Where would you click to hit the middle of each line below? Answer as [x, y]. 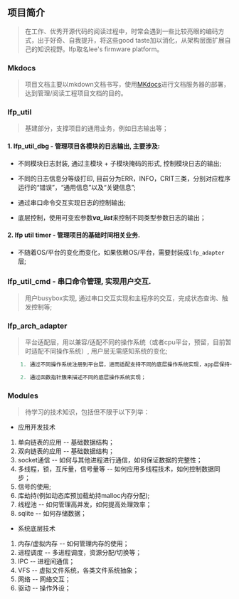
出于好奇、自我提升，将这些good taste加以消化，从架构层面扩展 [131, 40]
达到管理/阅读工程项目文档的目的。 [76, 93]
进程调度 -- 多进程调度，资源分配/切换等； [80, 553]
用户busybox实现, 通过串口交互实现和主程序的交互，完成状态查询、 [123, 298]
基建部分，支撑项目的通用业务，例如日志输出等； [96, 128]
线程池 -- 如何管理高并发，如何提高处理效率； [85, 504]
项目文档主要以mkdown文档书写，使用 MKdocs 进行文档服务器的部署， [127, 85]
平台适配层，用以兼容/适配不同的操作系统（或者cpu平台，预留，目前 [125, 342]
